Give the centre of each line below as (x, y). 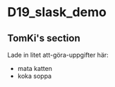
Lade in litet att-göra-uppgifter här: (58, 55)
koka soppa (34, 76)
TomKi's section (44, 38)
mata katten (35, 68)
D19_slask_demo (57, 12)
